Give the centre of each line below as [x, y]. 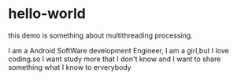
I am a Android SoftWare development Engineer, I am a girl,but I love [119, 50]
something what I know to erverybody [70, 67]
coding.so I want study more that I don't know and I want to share [115, 59]
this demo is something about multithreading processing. [100, 35]
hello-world [47, 14]
